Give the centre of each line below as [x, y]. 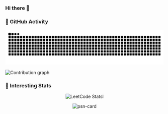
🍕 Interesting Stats [28, 85]
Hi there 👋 [18, 8]
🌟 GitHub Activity [27, 21]
